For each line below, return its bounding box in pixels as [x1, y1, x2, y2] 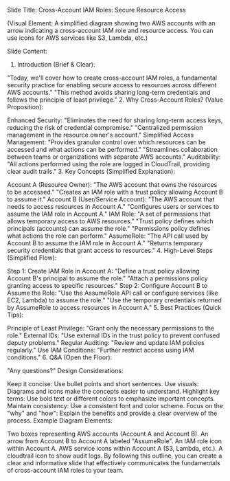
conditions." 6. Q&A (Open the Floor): [7, 353, 113, 361]
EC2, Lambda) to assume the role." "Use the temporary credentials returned [7, 296, 222, 304]
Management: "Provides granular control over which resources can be [7, 138, 206, 146]
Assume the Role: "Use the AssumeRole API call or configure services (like [7, 289, 218, 297]
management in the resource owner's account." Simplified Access [7, 131, 194, 139]
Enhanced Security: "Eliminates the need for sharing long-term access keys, [7, 116, 223, 124]
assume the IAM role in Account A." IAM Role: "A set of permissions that [7, 210, 211, 218]
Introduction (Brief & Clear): [16, 60, 95, 68]
